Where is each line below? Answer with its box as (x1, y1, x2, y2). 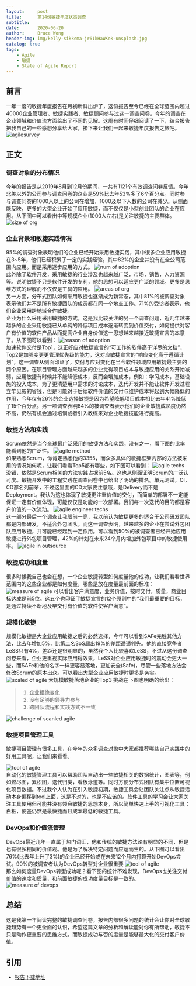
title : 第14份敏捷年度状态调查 (6, 14, 86, 20)
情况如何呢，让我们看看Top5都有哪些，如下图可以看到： (16, 462, 152, 469)
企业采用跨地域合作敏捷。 (10, 308, 73, 315)
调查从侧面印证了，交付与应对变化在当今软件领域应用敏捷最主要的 (29, 358, 188, 366)
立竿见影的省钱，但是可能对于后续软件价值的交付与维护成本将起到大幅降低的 (6, 388, 190, 395)
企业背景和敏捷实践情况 (6, 235, 72, 243)
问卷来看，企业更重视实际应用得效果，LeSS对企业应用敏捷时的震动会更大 (6, 654, 183, 661)
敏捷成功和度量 (6, 558, 48, 567)
